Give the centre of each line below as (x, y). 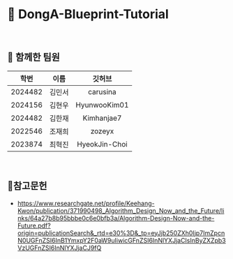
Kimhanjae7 (102, 118)
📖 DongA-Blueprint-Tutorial (88, 14)
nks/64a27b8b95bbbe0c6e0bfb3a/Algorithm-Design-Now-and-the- (116, 218)
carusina (102, 91)
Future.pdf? (34, 225)
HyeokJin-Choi (102, 144)
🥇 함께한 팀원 (34, 58)
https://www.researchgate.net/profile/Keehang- (86, 203)
